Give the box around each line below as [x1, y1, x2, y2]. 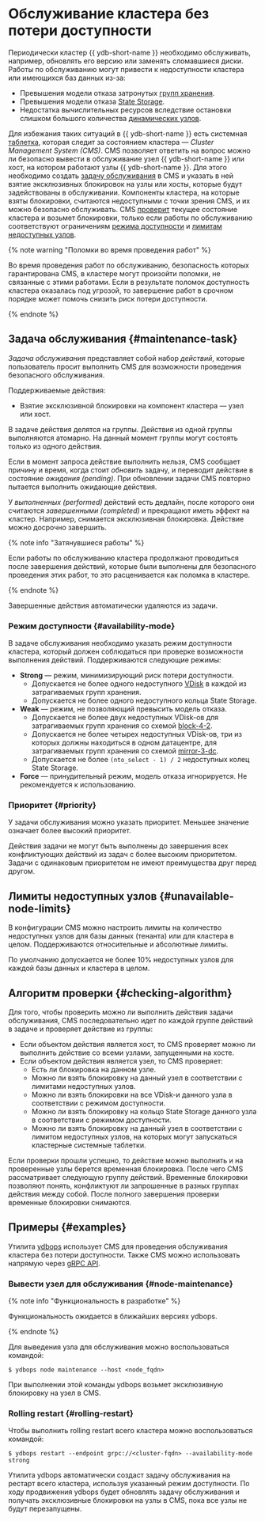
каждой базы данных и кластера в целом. [8, 963, 150, 973]
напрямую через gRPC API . [8, 1258, 100, 1268]
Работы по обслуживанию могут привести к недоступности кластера [8, 64, 244, 74]
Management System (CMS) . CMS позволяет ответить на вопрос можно [8, 146, 251, 155]
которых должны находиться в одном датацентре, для [31, 738, 218, 748]
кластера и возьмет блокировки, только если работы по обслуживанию [8, 213, 253, 222]
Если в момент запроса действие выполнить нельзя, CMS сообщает [8, 457, 241, 466]
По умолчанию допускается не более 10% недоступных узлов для [8, 955, 233, 965]
